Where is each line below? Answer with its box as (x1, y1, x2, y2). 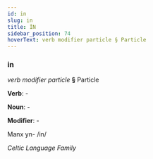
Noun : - (7, 103, 30, 111)
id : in (7, 10, 27, 18)
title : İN (7, 23, 37, 30)
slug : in (7, 17, 33, 24)
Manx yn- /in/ (7, 130, 47, 139)
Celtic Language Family (7, 144, 76, 152)
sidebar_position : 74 (7, 30, 71, 37)
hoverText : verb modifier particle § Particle (7, 37, 147, 44)
